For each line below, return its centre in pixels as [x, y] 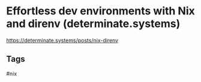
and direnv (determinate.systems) [93, 24]
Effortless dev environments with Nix [100, 11]
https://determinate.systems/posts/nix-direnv [62, 40]
